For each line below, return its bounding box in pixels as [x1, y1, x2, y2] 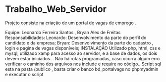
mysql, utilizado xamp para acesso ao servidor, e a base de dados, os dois [5, 50, 158, 56]
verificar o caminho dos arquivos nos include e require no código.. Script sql [5, 61, 161, 67]
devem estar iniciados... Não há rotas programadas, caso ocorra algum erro [5, 55, 160, 61]
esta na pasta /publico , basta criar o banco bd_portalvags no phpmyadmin [5, 66, 159, 72]
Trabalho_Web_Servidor [5, 3, 107, 15]
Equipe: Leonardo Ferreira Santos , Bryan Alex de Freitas [5, 29, 121, 35]
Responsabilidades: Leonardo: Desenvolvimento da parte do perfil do [5, 35, 147, 41]
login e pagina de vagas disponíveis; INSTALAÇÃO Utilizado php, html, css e [5, 45, 161, 51]
